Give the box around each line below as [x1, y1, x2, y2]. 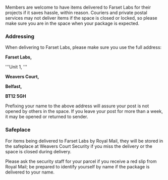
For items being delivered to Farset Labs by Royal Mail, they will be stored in [5, 138, 163, 144]
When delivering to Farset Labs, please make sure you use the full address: [5, 44, 162, 50]
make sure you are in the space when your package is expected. [5, 20, 140, 26]
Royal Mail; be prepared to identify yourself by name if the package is [5, 163, 150, 169]
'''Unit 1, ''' [5, 64, 28, 70]
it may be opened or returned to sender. [5, 113, 88, 120]
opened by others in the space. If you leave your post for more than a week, [5, 108, 163, 114]
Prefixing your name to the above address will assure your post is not [5, 103, 149, 109]
